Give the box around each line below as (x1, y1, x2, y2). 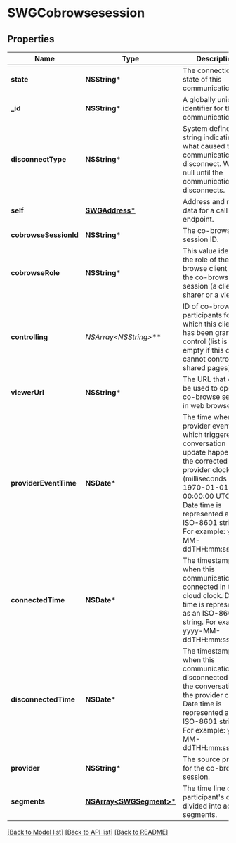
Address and (182, 197, 225, 206)
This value (182, 246, 217, 255)
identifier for (182, 103, 223, 113)
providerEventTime (11, 478, 77, 488)
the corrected (182, 456, 228, 466)
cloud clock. (182, 591, 223, 600)
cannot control (182, 354, 231, 364)
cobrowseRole (11, 268, 60, 277)
